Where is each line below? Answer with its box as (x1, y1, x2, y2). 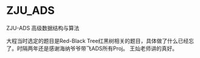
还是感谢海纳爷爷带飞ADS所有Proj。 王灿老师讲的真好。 (38, 45, 178, 52)
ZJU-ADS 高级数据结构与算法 (6, 24, 80, 31)
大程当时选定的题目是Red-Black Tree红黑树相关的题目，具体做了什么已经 (6, 37, 189, 44)
